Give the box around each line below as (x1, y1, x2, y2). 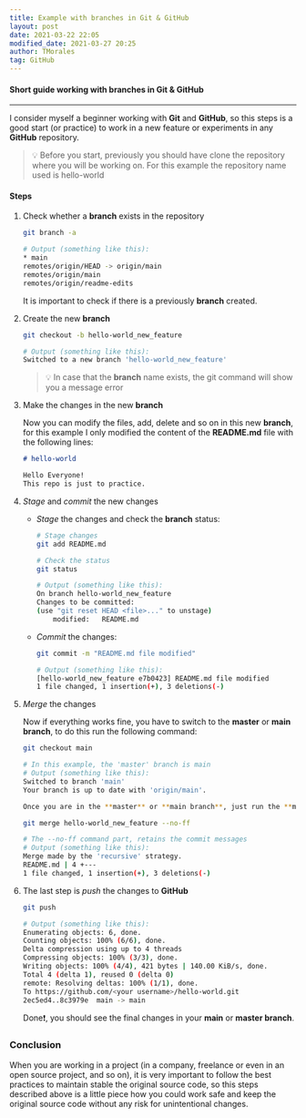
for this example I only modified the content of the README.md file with (22, 427, 294, 438)
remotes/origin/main (22, 270, 101, 279)
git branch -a (22, 229, 76, 238)
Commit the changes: (36, 631, 117, 642)
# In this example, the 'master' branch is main (22, 760, 211, 770)
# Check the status (36, 556, 111, 565)
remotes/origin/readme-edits (22, 279, 134, 288)
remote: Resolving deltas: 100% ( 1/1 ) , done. (22, 979, 199, 988)
